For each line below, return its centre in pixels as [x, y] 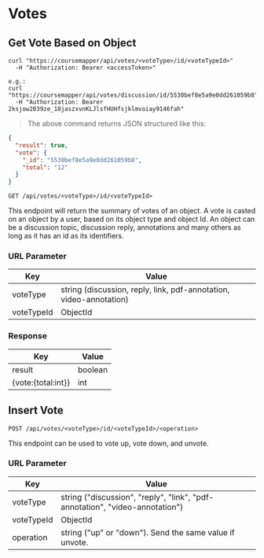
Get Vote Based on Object [72, 43]
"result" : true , [42, 145]
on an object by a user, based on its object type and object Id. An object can [132, 219]
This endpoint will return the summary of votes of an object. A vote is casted [132, 211]
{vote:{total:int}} [41, 382]
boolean [93, 369]
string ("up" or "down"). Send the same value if [148, 532]
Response [27, 336]
